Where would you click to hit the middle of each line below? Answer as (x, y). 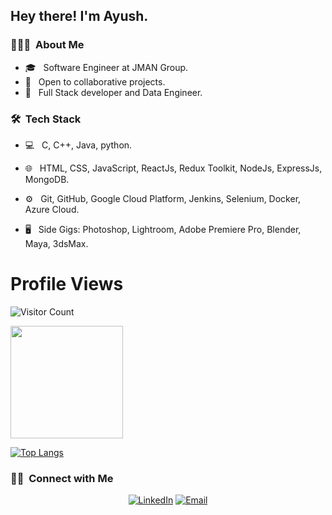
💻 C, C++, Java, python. (78, 145)
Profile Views (67, 284)
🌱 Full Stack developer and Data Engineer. (113, 92)
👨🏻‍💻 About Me (47, 45)
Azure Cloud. (52, 209)
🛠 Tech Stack (46, 119)
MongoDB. (47, 179)
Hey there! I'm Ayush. (79, 16)
